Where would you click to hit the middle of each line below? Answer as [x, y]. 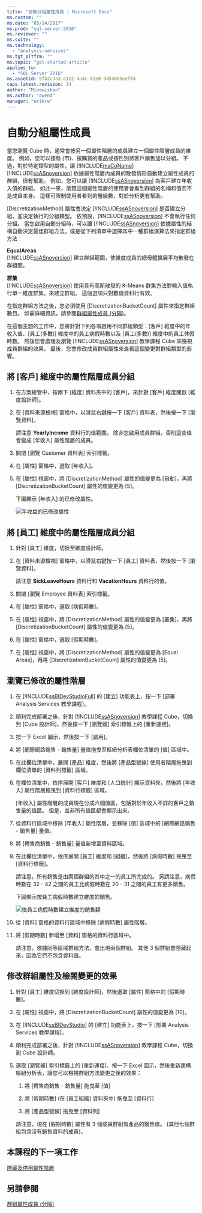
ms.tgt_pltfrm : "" [30, 56]
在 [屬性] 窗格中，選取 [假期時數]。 [58, 640]
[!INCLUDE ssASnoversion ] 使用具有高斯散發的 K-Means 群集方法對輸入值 [97, 285]
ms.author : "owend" [31, 96]
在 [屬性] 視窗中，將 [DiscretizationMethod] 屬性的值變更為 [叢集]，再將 [104, 619]
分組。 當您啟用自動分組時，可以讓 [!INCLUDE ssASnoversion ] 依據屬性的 [97, 223]
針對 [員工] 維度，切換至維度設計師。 [61, 548]
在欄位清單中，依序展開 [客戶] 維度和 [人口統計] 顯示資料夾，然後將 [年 [103, 783]
